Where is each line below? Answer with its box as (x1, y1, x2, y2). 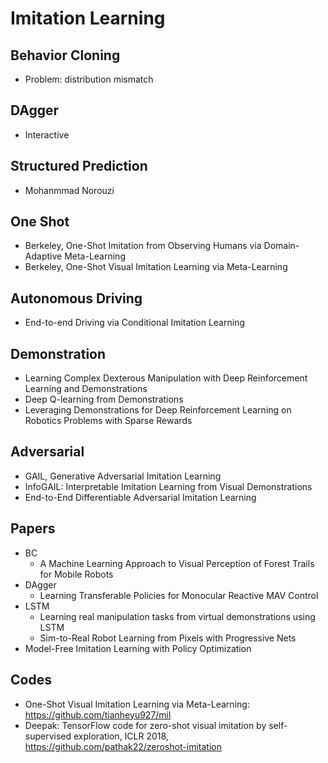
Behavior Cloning (10, 47, 121, 64)
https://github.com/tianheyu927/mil (24, 708, 172, 721)
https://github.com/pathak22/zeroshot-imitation (24, 740, 222, 752)
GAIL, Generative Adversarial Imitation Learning (24, 470, 222, 482)
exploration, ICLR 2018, (73, 730, 169, 742)
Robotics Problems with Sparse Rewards (24, 415, 193, 427)
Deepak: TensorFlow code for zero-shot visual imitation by (24, 719, 267, 731)
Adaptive (24, 250, 63, 262)
